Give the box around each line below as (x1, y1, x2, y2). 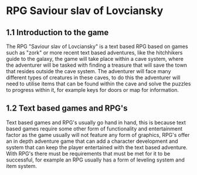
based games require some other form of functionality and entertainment (6, 125, 183, 132)
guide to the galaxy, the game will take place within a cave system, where (6, 56, 184, 62)
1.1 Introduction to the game (6, 28, 109, 37)
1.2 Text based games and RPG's (6, 104, 128, 114)
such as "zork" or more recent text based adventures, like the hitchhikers (6, 49, 183, 56)
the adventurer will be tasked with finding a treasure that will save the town (6, 61, 188, 68)
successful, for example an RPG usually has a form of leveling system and (6, 156, 185, 163)
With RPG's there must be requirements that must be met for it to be (6, 150, 171, 157)
